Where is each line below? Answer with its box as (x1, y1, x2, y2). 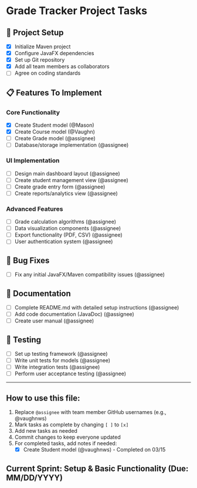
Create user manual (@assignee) (14, 317, 94, 324)
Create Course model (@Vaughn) (14, 128, 96, 136)
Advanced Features (6, 204, 63, 213)
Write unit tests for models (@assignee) (14, 357, 110, 364)
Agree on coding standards (14, 69, 81, 77)
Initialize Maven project (14, 43, 71, 50)
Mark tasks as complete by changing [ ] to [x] (14, 421, 129, 428)
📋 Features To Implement (6, 87, 102, 97)
